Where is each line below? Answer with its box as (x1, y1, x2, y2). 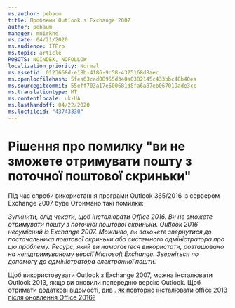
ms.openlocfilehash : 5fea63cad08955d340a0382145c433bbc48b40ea (8, 75, 197, 83)
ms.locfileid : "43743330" (8, 108, 83, 115)
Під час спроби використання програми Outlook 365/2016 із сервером (8, 191, 220, 200)
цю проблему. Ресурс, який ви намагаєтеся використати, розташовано (8, 242, 224, 250)
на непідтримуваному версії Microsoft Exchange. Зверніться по (8, 250, 199, 258)
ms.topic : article (8, 50, 62, 57)
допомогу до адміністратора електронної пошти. (8, 257, 156, 265)
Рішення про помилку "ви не (8, 138, 185, 154)
